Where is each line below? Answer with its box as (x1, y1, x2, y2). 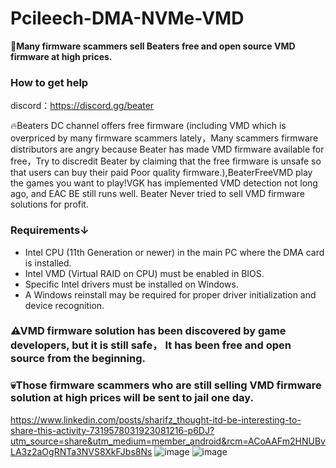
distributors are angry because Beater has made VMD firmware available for (10, 143, 325, 156)
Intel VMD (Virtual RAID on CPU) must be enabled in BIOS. (24, 267, 265, 279)
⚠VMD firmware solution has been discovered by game (10, 324, 287, 338)
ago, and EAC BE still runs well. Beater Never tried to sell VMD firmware (10, 188, 305, 200)
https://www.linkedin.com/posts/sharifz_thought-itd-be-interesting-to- (10, 413, 302, 426)
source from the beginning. (10, 352, 146, 366)
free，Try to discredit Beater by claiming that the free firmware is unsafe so (10, 155, 322, 167)
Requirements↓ (10, 223, 90, 237)
